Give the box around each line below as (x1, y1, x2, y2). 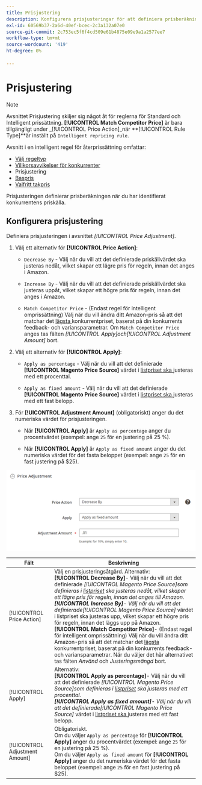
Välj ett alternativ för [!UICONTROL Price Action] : (14, 244, 138, 251)
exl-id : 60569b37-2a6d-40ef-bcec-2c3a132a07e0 (6, 22, 125, 28)
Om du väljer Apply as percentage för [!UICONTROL (54, 732, 183, 739)
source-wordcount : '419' (6, 42, 69, 48)
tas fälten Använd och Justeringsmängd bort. (54, 657, 167, 665)
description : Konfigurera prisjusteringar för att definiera (6, 16, 163, 22)
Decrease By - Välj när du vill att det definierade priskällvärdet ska (23, 255, 186, 263)
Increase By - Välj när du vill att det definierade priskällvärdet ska (23, 280, 186, 287)
